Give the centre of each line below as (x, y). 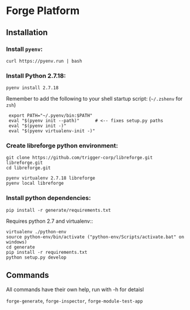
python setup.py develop (36, 257)
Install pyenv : (24, 49)
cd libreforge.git (28, 168)
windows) (17, 242)
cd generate (20, 247)
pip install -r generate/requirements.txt (58, 210)
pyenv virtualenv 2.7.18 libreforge (51, 178)
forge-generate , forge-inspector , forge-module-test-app (75, 301)
